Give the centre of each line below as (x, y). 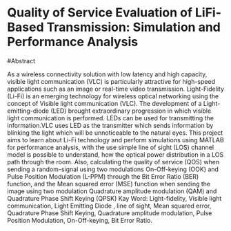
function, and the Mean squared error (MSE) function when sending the (109, 184)
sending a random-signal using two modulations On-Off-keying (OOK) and (113, 169)
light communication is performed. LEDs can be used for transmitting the (110, 118)
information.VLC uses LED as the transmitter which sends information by (110, 125)
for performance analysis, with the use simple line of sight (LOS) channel (111, 147)
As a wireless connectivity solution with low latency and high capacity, (107, 74)
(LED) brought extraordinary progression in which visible (131, 111)
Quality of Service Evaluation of (100, 13)
